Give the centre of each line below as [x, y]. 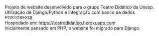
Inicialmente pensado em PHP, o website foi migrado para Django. [73, 28]
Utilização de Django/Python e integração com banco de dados [70, 12]
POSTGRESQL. [20, 18]
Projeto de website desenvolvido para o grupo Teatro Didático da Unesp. [79, 7]
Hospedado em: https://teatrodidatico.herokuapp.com [60, 23]
